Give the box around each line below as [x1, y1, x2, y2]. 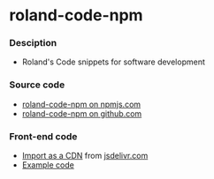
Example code [21, 160, 75, 170]
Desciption [9, 37, 57, 49]
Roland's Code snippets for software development [21, 56, 205, 67]
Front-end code [9, 130, 78, 142]
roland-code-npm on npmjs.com [21, 99, 141, 109]
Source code [9, 78, 65, 91]
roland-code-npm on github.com [21, 108, 142, 119]
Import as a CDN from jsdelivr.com [21, 151, 149, 161]
